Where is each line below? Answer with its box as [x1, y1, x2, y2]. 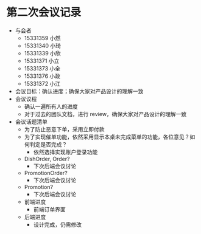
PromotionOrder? [24, 169, 68, 176]
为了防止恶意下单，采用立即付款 [24, 125, 105, 132]
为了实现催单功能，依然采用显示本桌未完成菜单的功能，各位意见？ [24, 133, 190, 140]
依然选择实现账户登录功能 [33, 148, 98, 156]
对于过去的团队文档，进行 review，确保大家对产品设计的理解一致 [24, 110, 187, 117]
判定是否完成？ [29, 140, 68, 148]
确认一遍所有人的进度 [24, 103, 78, 110]
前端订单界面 [33, 205, 66, 213]
